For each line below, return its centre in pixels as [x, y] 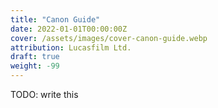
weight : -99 [35, 66]
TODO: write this [44, 94]
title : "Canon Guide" [55, 19]
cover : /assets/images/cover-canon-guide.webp [109, 38]
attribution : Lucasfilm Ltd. [71, 47]
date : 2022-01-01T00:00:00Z [69, 29]
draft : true [35, 57]
